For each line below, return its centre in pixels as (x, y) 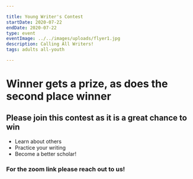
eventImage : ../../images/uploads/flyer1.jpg (63, 39)
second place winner (59, 96)
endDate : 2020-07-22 (32, 28)
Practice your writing (40, 147)
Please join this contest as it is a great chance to (97, 118)
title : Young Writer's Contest (45, 16)
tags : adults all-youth (36, 50)
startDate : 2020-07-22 (34, 22)
